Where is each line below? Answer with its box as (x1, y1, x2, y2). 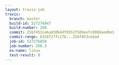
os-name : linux (9, 48, 40, 53)
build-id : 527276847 (9, 21, 51, 26)
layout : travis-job (5, 7, 45, 12)
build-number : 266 (9, 25, 47, 30)
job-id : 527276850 (9, 39, 47, 44)
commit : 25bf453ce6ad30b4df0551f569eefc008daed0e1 (9, 30, 115, 35)
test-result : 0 (9, 52, 40, 58)
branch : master (9, 16, 40, 21)
